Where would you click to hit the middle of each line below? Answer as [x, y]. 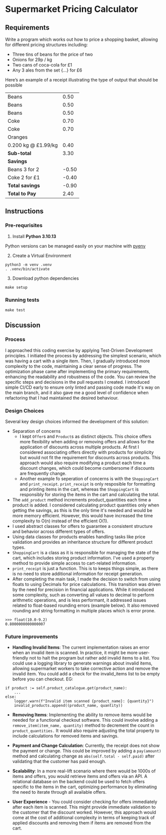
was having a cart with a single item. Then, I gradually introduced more [78, 361]
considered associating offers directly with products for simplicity [87, 452]
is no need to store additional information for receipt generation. [78, 574]
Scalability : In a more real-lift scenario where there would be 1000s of [84, 771]
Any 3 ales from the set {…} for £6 [47, 70]
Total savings [24, 186]
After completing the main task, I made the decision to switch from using [86, 579]
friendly [20, 658]
